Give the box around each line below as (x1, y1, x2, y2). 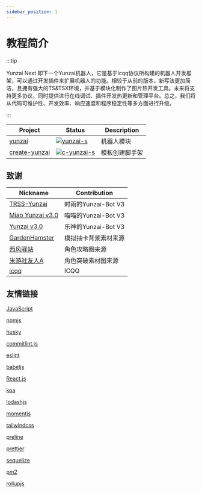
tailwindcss (6, 422, 34, 429)
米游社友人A (9, 256, 44, 265)
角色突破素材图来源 (64, 256, 119, 265)
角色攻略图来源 (64, 245, 107, 253)
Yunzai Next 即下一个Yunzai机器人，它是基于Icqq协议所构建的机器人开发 (6, 69, 186, 76)
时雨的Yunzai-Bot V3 (64, 200, 125, 208)
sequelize (6, 457, 31, 464)
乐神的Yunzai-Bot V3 (64, 223, 125, 231)
